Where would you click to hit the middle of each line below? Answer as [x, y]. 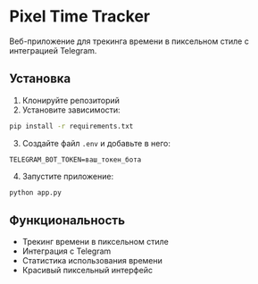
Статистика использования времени [92, 261]
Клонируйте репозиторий [71, 100]
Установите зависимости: [71, 110]
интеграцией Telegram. [53, 50]
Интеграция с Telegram [67, 251]
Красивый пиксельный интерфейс [87, 271]
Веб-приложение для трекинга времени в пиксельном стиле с [129, 41]
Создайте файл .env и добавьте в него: [96, 143]
